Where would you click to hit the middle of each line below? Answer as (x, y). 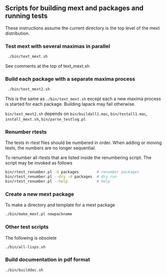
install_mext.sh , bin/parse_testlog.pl (46, 119)
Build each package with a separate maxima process (70, 79)
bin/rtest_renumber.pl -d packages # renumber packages (72, 172)
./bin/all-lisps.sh (25, 247)
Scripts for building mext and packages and (74, 8)
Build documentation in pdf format (48, 260)
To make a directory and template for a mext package (60, 205)
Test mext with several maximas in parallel (58, 46)
